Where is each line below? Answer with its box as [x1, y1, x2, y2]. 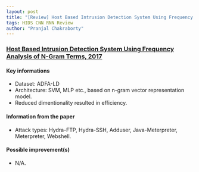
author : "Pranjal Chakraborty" [6, 25, 84, 32]
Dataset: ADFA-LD [14, 80, 60, 87]
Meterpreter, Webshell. [14, 132, 71, 140]
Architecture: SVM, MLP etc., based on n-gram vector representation [14, 87, 185, 94]
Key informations [6, 67, 50, 74]
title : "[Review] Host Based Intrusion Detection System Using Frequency [6, 14, 194, 20]
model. [14, 93, 32, 100]
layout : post [6, 8, 39, 15]
